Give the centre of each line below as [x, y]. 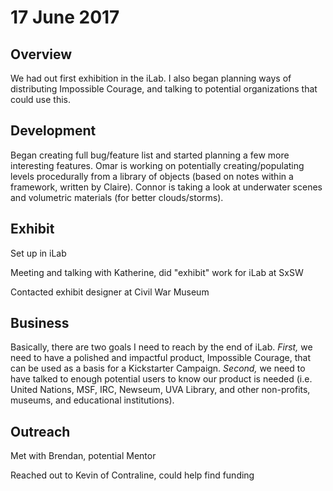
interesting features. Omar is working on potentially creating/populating [157, 165]
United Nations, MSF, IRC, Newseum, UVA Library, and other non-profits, [160, 390]
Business [40, 323]
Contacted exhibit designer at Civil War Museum [110, 292]
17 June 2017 [65, 17]
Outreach [40, 431]
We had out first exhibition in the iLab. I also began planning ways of [151, 78]
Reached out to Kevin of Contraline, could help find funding [132, 475]
